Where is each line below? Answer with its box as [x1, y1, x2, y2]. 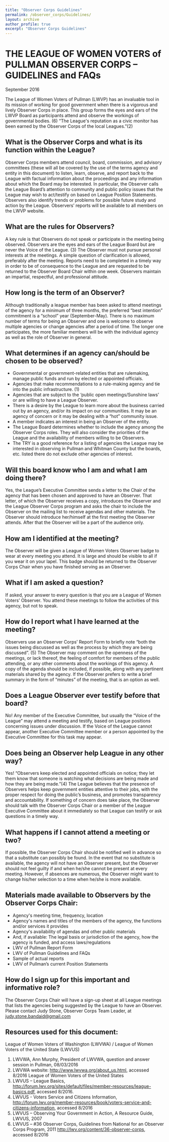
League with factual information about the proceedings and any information [5, 175, 162, 182]
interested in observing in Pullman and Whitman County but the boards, [12, 446, 161, 452]
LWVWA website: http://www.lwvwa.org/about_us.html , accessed [12, 1067, 149, 1073]
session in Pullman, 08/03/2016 [12, 1062, 78, 1068]
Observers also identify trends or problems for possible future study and [5, 197, 156, 203]
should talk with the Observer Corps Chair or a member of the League [5, 802, 151, 809]
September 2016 [5, 87, 40, 93]
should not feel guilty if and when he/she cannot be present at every [5, 866, 148, 871]
